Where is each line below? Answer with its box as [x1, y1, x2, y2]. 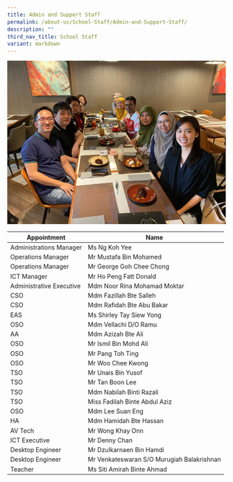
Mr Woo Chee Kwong [87, 359, 148, 367]
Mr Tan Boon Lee [87, 378, 137, 386]
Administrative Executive [10, 282, 81, 290]
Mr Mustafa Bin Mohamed [87, 253, 162, 261]
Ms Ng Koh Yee [87, 243, 132, 251]
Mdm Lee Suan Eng [87, 407, 144, 415]
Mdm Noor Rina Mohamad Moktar [87, 282, 185, 290]
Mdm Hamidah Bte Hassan [87, 417, 164, 425]
